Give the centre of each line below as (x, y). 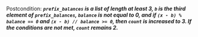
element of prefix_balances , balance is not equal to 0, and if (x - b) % (94, 15)
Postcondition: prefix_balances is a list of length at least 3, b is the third (96, 9)
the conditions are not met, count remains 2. (62, 27)
